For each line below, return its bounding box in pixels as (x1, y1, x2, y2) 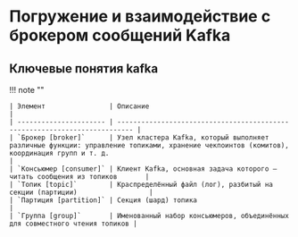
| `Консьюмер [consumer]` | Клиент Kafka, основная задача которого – (9, 165, 277, 174)
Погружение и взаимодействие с (9, 6, 271, 27)
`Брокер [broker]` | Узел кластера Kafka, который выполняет (17, 133, 269, 142)
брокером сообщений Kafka (9, 25, 231, 46)
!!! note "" (9, 85, 45, 95)
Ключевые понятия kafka (9, 61, 159, 76)
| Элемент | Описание (9, 102, 150, 111)
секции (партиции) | (9, 188, 153, 197)
